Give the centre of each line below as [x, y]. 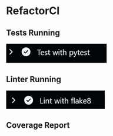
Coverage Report [38, 125]
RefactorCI [33, 11]
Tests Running [33, 33]
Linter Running [34, 80]
